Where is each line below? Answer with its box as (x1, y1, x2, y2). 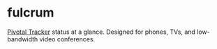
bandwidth (7, 35, 38, 43)
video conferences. (39, 35, 96, 43)
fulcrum (7, 5, 54, 21)
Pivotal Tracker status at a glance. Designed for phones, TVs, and (7, 28, 195, 36)
